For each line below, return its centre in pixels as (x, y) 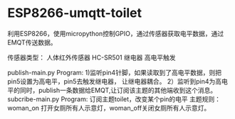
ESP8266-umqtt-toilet (75, 13)
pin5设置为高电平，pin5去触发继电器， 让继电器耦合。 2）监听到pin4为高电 (117, 81)
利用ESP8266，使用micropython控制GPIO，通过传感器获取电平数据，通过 (116, 33)
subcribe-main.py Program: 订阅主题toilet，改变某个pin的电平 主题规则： (114, 99)
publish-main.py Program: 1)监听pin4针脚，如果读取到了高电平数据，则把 (115, 72)
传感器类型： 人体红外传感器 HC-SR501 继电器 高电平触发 (92, 57)
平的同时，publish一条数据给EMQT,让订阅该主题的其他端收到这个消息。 (112, 90)
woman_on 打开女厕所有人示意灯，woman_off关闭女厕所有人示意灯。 (109, 108)
